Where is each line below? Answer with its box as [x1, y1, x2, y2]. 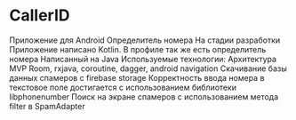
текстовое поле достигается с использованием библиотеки [9, 82, 237, 92]
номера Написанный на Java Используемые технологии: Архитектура [9, 53, 277, 64]
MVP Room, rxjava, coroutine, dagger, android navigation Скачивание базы [9, 63, 287, 74]
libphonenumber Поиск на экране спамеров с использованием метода [9, 91, 279, 102]
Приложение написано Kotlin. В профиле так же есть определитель [9, 44, 267, 54]
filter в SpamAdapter [9, 100, 86, 111]
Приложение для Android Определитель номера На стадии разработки [9, 35, 281, 45]
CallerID [9, 5, 70, 26]
